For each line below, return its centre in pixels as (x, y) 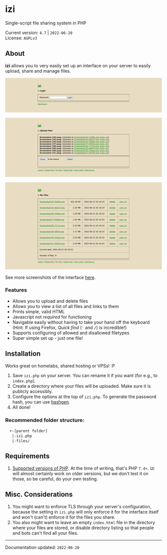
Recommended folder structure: (45, 420)
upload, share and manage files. (38, 71)
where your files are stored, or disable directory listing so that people (83, 528)
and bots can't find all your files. (45, 533)
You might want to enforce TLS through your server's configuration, (82, 506)
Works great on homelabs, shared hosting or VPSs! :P (60, 366)
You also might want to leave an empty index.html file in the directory (84, 522)
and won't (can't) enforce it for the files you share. (64, 517)
